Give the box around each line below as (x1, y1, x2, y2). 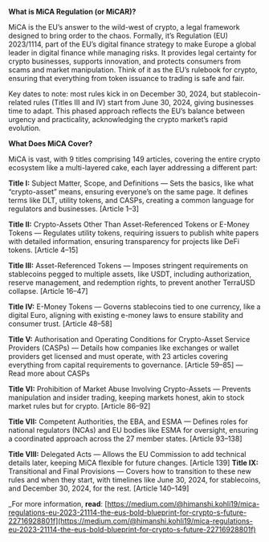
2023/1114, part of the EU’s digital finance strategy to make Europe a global (8, 39, 257, 49)
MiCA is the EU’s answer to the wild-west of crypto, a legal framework (8, 22, 240, 31)
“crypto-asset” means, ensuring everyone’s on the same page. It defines (8, 187, 249, 196)
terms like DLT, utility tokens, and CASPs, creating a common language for (8, 196, 255, 205)
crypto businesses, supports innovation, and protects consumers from (8, 56, 242, 66)
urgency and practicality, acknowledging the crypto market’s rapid (8, 115, 228, 124)
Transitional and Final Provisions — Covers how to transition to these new (8, 467, 251, 476)
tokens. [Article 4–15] (8, 245, 79, 255)
